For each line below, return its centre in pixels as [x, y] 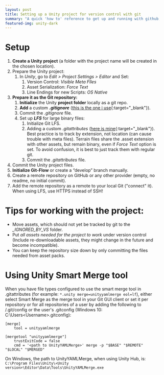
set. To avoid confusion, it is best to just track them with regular [91, 149]
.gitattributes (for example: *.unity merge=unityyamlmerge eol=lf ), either [79, 294]
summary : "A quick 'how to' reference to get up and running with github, [83, 19]
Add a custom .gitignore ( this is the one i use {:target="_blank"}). [85, 108]
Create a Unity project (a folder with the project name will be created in [84, 61]
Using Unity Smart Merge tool [67, 275]
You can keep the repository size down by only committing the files [80, 251]
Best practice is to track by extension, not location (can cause [89, 134]
